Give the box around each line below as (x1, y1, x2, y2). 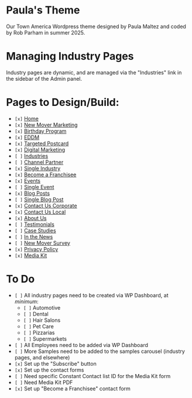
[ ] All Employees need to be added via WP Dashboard (14, 341, 148, 348)
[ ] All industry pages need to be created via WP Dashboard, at (14, 291, 169, 298)
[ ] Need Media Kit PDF (14, 379, 73, 386)
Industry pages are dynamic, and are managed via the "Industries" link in (6, 68, 182, 76)
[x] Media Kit (14, 252, 47, 259)
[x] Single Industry (14, 164, 61, 171)
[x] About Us (14, 214, 47, 221)
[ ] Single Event (14, 183, 54, 190)
